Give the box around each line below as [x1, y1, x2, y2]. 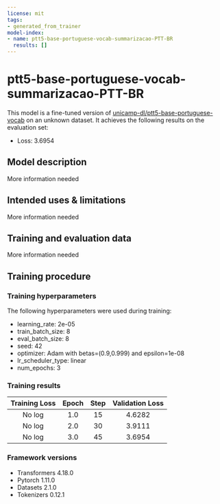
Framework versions [7, 453, 77, 463]
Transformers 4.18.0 [16, 468, 74, 477]
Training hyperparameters [7, 291, 97, 300]
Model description [7, 156, 87, 168]
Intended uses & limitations [7, 195, 126, 206]
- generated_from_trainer [7, 23, 81, 29]
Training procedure [7, 270, 91, 282]
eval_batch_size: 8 [16, 335, 70, 343]
